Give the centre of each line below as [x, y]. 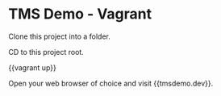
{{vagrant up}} [32, 67]
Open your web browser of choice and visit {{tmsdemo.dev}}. [111, 83]
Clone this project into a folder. [59, 36]
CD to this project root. [46, 52]
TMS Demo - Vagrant [80, 14]
